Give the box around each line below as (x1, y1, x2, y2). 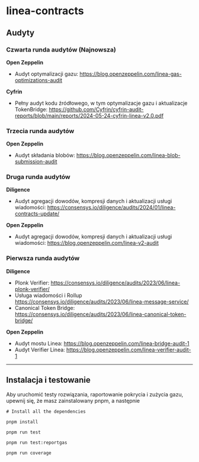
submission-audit (14, 158, 57, 165)
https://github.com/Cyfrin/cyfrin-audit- (49, 105, 144, 113)
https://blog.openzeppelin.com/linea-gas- (79, 70, 182, 77)
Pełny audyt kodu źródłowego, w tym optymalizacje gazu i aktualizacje (14, 99, 188, 106)
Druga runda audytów (6, 173, 70, 181)
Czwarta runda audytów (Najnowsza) (6, 46, 117, 54)
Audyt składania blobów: (14, 152, 75, 159)
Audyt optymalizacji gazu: (14, 70, 79, 77)
